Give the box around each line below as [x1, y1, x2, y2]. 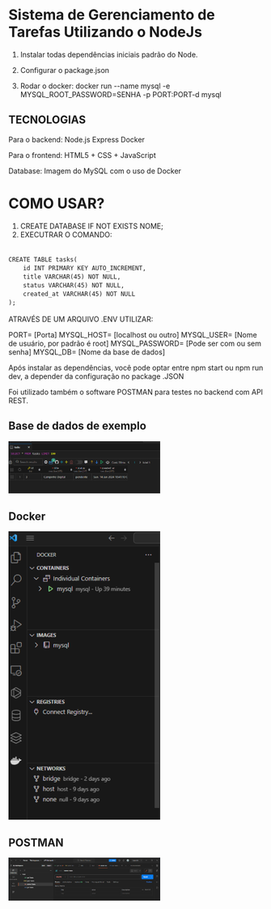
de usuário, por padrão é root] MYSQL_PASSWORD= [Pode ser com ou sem [8, 338, 261, 348]
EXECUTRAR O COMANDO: [19, 229, 112, 240]
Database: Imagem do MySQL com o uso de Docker [8, 166, 182, 176]
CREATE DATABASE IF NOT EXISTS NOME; [19, 221, 163, 231]
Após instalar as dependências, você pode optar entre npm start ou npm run [8, 363, 264, 372]
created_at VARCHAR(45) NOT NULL [23, 290, 136, 298]
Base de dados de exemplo [8, 419, 147, 433]
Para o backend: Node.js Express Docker [8, 134, 146, 144]
